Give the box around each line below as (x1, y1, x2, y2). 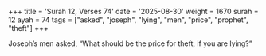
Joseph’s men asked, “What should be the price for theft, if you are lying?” (8, 39, 252, 48)
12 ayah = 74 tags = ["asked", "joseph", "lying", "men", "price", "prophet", (8, 15, 248, 24)
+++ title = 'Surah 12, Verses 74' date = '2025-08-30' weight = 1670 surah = (8, 7, 259, 16)
